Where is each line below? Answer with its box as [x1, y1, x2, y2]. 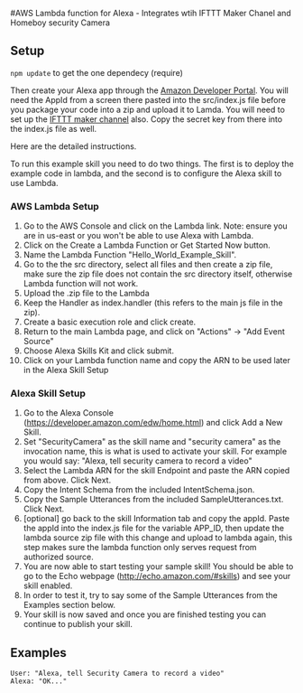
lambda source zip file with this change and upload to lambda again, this [23, 532, 293, 543]
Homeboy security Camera [10, 17, 111, 28]
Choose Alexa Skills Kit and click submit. [23, 345, 175, 356]
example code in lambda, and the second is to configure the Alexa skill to [10, 167, 282, 179]
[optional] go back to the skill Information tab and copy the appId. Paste [23, 513, 290, 524]
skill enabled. [23, 580, 73, 591]
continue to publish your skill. [23, 619, 133, 630]
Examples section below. [23, 600, 116, 611]
